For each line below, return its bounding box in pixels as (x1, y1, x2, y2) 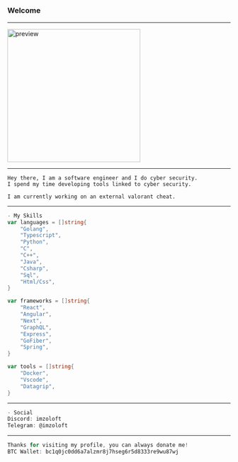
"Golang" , (20, 225, 50, 233)
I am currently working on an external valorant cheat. (7, 193, 176, 200)
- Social (7, 409, 33, 416)
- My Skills (7, 212, 42, 219)
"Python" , (20, 238, 50, 246)
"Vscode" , (20, 376, 50, 383)
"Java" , (20, 258, 42, 265)
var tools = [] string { (7, 363, 74, 370)
